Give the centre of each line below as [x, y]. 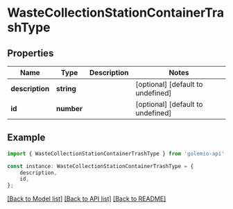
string [66, 89]
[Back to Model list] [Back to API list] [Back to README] [87, 199]
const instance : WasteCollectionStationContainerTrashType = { [101, 166]
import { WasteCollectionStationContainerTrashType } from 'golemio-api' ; [118, 153]
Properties [31, 53]
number [69, 109]
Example [26, 138]
